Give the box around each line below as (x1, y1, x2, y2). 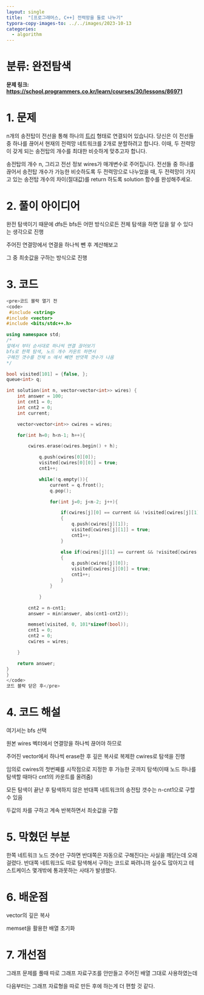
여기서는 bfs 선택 (6, 727, 47, 734)
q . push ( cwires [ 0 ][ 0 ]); (38, 454, 97, 460)
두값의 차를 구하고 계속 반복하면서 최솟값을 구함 (6, 807, 118, 814)
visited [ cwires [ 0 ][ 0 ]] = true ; (38, 460, 118, 466)
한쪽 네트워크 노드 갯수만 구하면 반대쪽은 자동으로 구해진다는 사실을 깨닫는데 (6, 851, 186, 859)
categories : (6, 26, 36, 32)
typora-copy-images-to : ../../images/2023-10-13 (6, 20, 132, 26)
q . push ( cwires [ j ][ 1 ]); (71, 521, 129, 527)
